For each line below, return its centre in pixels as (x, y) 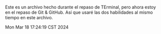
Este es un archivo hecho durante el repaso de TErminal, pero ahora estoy (81, 7)
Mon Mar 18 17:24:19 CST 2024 (37, 27)
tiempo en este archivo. (29, 17)
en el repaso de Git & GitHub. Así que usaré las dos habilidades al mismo (79, 12)
